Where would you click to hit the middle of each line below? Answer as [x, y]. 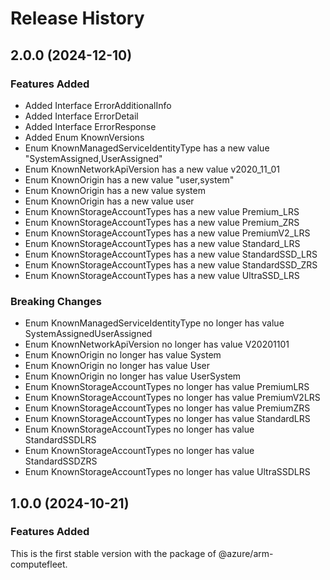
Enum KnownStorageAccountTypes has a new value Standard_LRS [162, 243]
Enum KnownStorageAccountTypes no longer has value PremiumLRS [167, 387]
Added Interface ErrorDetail [81, 116]
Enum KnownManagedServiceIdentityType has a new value [147, 148]
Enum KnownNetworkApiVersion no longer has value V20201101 [157, 344]
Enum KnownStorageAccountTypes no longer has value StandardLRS [167, 419]
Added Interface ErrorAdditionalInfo [98, 105]
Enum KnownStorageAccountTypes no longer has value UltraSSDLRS [167, 472]
